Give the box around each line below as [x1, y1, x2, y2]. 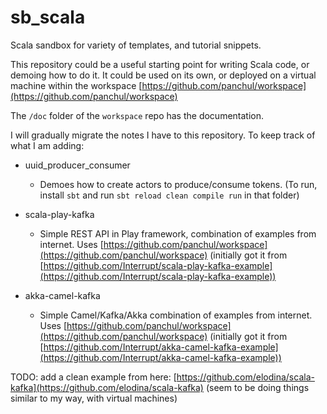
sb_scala [10, 6, 86, 29]
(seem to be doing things [205, 381, 310, 393]
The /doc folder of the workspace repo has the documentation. [10, 109, 265, 121]
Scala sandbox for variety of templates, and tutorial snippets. [10, 39, 262, 51]
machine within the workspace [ [10, 79, 143, 91]
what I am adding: [10, 139, 85, 151]
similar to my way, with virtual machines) [10, 392, 178, 404]
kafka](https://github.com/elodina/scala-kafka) [10, 381, 204, 393]
